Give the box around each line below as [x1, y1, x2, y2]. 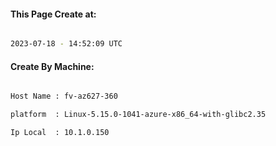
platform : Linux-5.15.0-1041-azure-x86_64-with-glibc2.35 [10, 110, 267, 120]
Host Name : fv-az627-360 [10, 91, 118, 102]
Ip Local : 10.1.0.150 [10, 128, 110, 138]
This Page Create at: [10, 8, 97, 20]
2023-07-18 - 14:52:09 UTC [10, 39, 123, 49]
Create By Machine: [10, 60, 95, 72]
